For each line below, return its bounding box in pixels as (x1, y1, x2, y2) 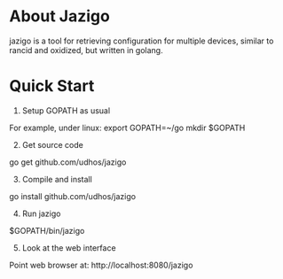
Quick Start (9, 76, 95, 97)
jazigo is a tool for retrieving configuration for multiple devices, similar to (9, 35, 274, 46)
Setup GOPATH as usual (21, 105, 111, 116)
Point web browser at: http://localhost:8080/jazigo (9, 260, 193, 270)
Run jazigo (21, 208, 61, 219)
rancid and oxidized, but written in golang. (9, 44, 163, 55)
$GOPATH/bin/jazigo (9, 225, 85, 236)
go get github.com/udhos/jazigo (9, 157, 127, 167)
